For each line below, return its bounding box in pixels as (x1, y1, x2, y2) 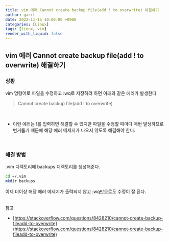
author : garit (5, 12, 36, 17)
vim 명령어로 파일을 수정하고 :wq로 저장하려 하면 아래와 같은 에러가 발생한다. (5, 90, 158, 96)
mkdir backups (5, 178, 36, 184)
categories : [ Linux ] (5, 21, 50, 27)
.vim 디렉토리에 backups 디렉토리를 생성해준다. (5, 163, 101, 170)
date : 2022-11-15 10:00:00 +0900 (5, 17, 77, 22)
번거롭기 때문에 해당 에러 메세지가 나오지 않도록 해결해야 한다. (12, 127, 136, 133)
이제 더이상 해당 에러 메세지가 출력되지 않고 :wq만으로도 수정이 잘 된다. (5, 188, 147, 195)
